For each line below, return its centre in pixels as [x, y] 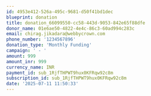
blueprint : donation [32, 17]
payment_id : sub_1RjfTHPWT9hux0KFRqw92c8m [60, 73]
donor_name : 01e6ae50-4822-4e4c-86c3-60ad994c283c [70, 28]
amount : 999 [21, 56]
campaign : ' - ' [26, 51]
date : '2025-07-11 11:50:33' [42, 84]
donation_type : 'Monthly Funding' [49, 45]
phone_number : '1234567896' [41, 39]
